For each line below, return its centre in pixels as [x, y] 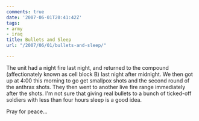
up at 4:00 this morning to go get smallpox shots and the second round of [98, 80]
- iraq [14, 34]
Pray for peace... [27, 111]
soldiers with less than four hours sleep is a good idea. [74, 99]
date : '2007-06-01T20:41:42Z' [44, 17]
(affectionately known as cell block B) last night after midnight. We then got [99, 74]
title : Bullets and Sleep [39, 40]
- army [14, 29]
